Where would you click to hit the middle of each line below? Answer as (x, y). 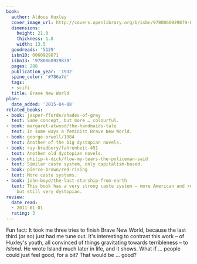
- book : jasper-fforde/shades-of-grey (53, 115)
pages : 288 (25, 66)
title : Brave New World (40, 93)
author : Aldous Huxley (39, 17)
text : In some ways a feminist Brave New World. (72, 132)
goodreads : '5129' (34, 50)
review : (16, 197)
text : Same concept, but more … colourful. (65, 121)
